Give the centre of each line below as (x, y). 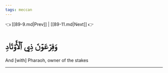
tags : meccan (19, 10)
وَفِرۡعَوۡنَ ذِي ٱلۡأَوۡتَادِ (31, 46)
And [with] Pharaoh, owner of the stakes (47, 60)
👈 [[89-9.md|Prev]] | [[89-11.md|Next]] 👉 (49, 24)
